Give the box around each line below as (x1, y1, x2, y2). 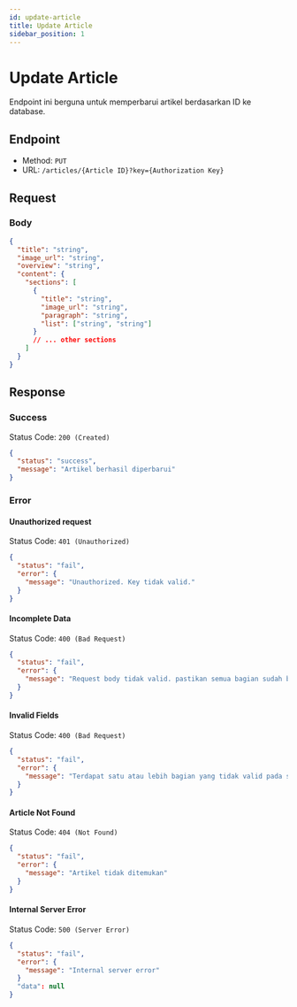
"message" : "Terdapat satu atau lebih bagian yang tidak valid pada (25, 772, 283, 780)
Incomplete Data (9, 612, 72, 624)
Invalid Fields (9, 710, 59, 721)
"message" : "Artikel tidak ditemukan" (25, 869, 168, 878)
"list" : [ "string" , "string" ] (41, 319, 152, 328)
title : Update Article (9, 21, 93, 30)
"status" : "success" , (17, 457, 97, 465)
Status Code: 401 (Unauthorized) (9, 536, 130, 547)
